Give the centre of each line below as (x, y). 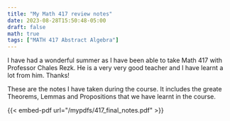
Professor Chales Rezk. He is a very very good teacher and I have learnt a (115, 68)
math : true (23, 34)
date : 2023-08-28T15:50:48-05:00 (57, 21)
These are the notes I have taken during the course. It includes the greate (115, 89)
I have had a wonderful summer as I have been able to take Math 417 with (115, 60)
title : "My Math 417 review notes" (60, 14)
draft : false (27, 27)
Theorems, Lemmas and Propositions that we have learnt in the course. (112, 97)
